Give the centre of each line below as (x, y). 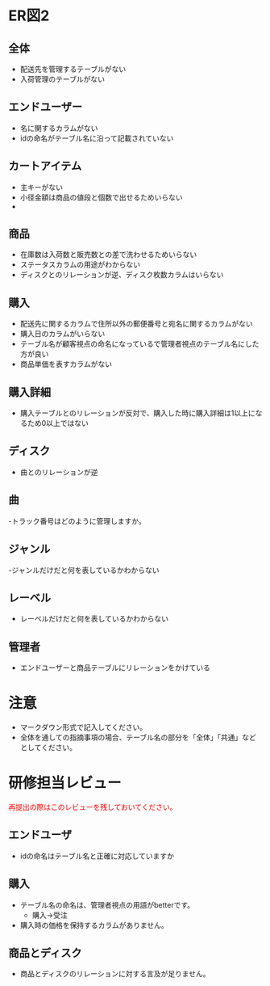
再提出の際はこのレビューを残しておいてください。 (93, 807)
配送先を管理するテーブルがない (73, 69)
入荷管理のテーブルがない (62, 79)
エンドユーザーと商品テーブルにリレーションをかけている (115, 668)
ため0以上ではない (58, 423)
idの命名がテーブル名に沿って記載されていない (97, 138)
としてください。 (48, 748)
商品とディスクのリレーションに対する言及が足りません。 (115, 974)
